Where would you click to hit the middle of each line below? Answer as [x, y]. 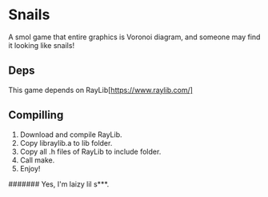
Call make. [37, 160]
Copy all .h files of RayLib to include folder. [90, 151]
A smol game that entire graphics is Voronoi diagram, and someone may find [134, 37]
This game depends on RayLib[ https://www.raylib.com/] [101, 90]
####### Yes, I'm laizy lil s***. [59, 184]
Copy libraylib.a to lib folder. [66, 143]
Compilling [36, 115]
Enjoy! [30, 168]
